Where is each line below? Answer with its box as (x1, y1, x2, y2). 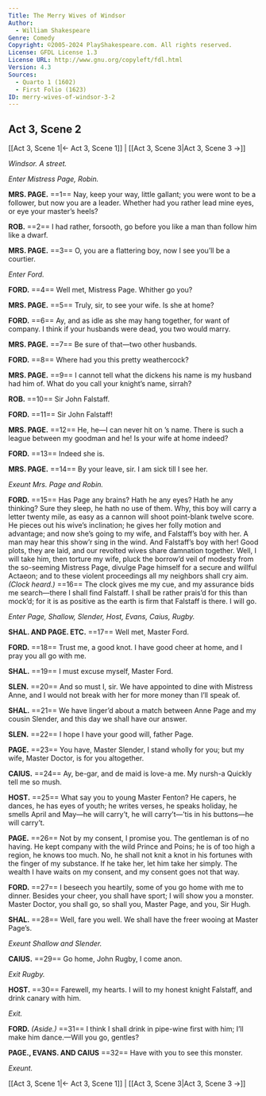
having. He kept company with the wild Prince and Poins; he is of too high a (8, 842, 256, 851)
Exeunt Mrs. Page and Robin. (8, 480, 104, 490)
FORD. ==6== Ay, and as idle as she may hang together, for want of (8, 316, 230, 326)
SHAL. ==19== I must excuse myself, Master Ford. (8, 667, 173, 676)
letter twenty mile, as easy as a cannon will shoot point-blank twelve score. (8, 512, 254, 521)
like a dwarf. (8, 230, 48, 240)
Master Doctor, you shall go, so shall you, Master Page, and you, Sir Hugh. (8, 900, 252, 909)
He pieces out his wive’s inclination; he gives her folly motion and (8, 521, 222, 530)
